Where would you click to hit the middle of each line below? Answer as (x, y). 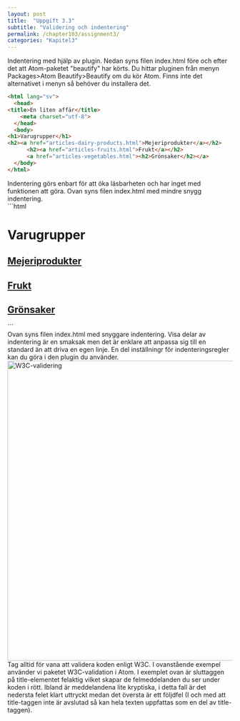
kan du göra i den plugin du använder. (63, 357)
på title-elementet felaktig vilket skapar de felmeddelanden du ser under (114, 680)
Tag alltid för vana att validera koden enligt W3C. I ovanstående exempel (114, 665)
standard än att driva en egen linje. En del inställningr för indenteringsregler (119, 350)
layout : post (27, 14)
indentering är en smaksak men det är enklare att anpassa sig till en (107, 342)
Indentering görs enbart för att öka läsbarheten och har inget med (104, 183)
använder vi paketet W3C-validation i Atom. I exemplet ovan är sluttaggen (116, 672)
